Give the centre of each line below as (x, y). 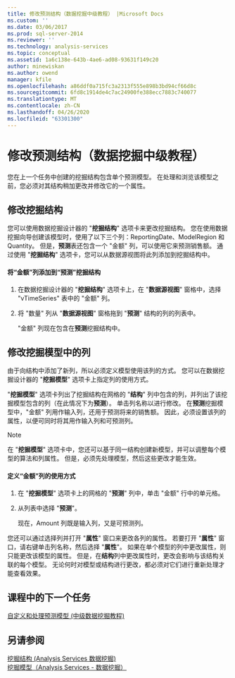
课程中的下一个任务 (49, 597)
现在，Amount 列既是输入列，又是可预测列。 (82, 523)
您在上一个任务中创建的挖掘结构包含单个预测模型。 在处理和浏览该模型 (110, 176)
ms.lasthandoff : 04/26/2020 (49, 112)
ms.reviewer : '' (31, 40)
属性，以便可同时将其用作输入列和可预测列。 (72, 421)
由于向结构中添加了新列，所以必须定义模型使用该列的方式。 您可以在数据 (113, 370)
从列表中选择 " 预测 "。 (49, 508)
